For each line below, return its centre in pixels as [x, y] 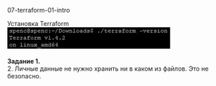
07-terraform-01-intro [39, 10]
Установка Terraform [38, 23]
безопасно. [24, 76]
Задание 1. [24, 61]
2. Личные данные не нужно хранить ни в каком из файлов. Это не [108, 69]
